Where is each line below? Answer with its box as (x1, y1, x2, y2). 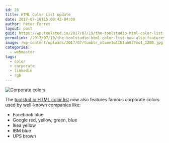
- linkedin (10, 68, 33, 74)
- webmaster (10, 49, 35, 54)
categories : (5, 45, 30, 50)
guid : (5, 31, 17, 36)
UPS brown (12, 133, 36, 139)
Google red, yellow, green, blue (12, 117, 77, 123)
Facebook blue (12, 111, 44, 117)
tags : (5, 54, 17, 59)
